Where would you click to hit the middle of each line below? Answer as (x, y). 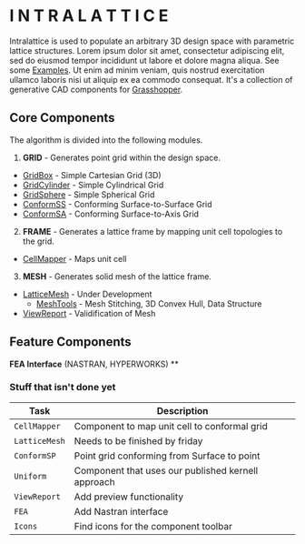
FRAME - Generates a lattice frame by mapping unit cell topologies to (152, 231)
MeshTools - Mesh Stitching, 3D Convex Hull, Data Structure (149, 303)
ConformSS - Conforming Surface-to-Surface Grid (117, 204)
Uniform (30, 476)
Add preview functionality (129, 497)
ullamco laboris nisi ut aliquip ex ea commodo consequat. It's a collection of (151, 79)
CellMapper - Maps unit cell (74, 258)
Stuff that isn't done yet (63, 388)
